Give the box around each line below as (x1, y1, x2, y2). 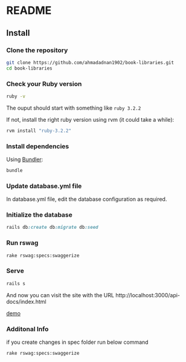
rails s (6, 280, 26, 286)
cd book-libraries (6, 65, 53, 71)
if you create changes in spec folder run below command (6, 338, 149, 346)
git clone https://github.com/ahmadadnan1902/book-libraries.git (6, 59, 174, 65)
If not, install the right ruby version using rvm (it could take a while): (6, 116, 175, 123)
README (6, 4, 52, 18)
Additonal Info (6, 324, 49, 333)
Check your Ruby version (6, 79, 82, 88)
